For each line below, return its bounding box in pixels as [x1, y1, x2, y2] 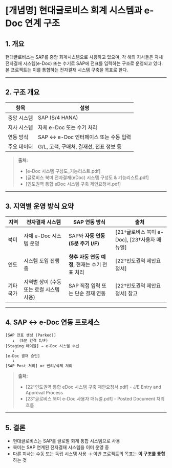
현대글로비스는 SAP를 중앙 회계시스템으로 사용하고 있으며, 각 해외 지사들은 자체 [5, 54, 163, 60]
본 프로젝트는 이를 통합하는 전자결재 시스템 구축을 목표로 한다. [5, 67, 128, 73]
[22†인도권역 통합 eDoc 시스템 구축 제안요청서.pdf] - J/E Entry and [25, 384, 161, 390]
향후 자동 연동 [68, 253, 100, 260]
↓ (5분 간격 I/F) [12, 338, 49, 343]
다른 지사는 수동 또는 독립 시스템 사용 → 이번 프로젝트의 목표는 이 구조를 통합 [12, 451, 165, 457]
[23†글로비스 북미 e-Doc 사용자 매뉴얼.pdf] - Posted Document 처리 [25, 396, 165, 402]
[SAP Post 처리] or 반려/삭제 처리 [5, 364, 73, 369]
